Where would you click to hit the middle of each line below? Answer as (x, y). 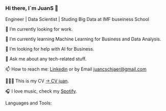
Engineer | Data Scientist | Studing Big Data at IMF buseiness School (77, 19)
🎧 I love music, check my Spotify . (41, 91)
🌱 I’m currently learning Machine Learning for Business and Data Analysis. (83, 39)
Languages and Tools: (29, 103)
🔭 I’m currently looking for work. (39, 29)
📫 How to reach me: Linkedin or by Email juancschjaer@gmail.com (76, 69)
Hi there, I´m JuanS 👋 (32, 8)
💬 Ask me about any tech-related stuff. (46, 59)
